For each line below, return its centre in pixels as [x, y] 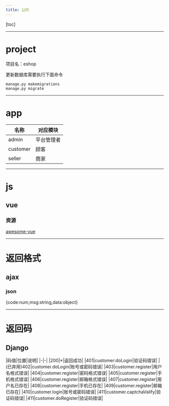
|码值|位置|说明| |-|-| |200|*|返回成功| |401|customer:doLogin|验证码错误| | [83, 361]
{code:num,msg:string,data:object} [42, 302]
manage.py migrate [25, 89]
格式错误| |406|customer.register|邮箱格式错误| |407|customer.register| [83, 379]
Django [17, 348]
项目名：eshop [21, 64]
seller [15, 158]
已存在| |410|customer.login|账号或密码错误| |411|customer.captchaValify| [81, 392]
